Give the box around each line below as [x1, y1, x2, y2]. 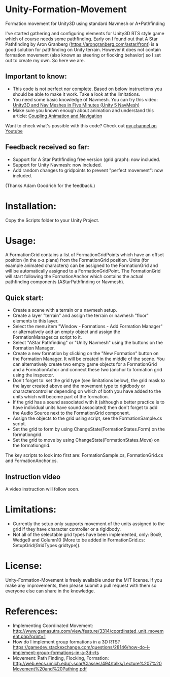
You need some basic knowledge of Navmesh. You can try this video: [12, 96, 158, 102]
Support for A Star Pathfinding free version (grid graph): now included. [12, 156, 161, 163]
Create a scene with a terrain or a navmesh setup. [12, 307, 117, 313]
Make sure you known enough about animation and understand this [12, 107, 154, 113]
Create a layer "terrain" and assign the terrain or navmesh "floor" [12, 312, 149, 319]
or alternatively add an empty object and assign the [12, 329, 121, 335]
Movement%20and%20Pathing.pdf [12, 666, 87, 672]
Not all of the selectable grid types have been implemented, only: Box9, [12, 531, 162, 537]
